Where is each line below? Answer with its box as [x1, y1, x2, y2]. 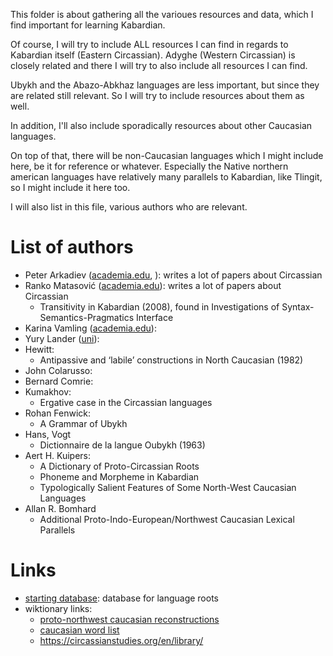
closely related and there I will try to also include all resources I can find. [10, 60, 308, 71]
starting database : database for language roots [24, 592, 219, 604]
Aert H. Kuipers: [24, 449, 92, 461]
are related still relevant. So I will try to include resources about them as [10, 90, 305, 101]
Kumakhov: [24, 385, 72, 398]
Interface [136, 311, 174, 323]
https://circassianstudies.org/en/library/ [39, 634, 204, 646]
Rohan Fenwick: [24, 407, 92, 419]
